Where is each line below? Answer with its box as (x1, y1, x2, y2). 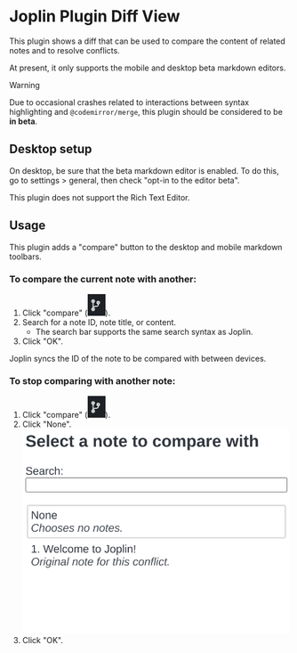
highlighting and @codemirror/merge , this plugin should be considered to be (9, 106, 283, 117)
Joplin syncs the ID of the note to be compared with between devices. (9, 353, 267, 363)
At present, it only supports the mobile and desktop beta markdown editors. (9, 62, 286, 73)
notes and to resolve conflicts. (9, 45, 120, 55)
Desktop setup (9, 142, 92, 157)
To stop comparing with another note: (9, 375, 176, 388)
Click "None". (21, 419, 72, 429)
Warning (9, 79, 40, 90)
